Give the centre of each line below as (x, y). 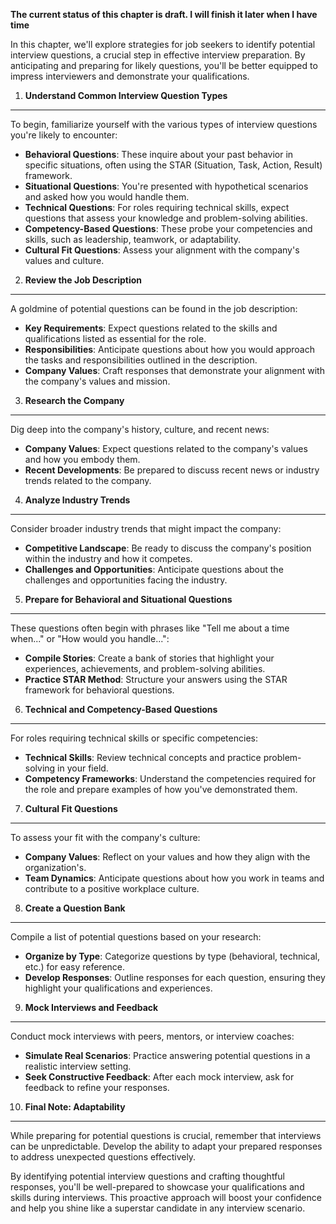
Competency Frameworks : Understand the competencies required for (170, 778)
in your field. (83, 768)
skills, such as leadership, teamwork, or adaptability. (133, 239)
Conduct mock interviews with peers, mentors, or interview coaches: (152, 1036)
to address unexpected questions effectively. (103, 1157)
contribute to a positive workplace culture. (112, 888)
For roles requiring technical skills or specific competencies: (134, 738)
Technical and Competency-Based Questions (121, 709)
